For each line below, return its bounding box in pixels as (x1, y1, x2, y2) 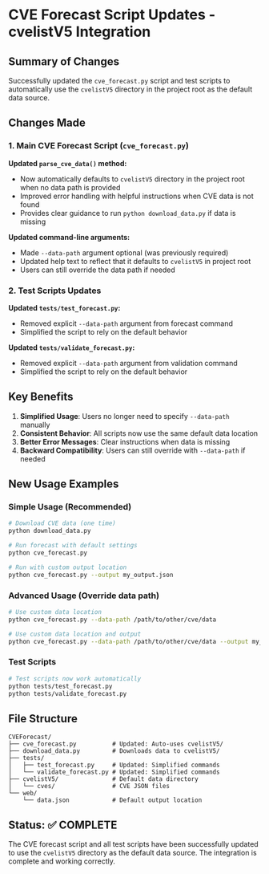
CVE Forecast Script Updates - (8, 6, 216, 24)
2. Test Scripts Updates (8, 285, 102, 296)
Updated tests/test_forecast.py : (8, 303, 121, 312)
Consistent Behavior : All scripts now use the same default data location (19, 428, 259, 438)
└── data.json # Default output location (22, 796, 203, 804)
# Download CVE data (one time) (8, 519, 116, 527)
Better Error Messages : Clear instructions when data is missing (19, 437, 231, 446)
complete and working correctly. (8, 856, 116, 866)
